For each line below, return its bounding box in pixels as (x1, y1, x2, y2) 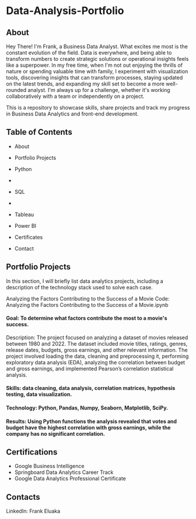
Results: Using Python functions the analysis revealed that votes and (6, 418, 177, 425)
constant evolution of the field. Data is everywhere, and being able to (6, 49, 172, 56)
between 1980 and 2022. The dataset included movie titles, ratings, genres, (6, 340, 188, 347)
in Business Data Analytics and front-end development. (6, 110, 139, 117)
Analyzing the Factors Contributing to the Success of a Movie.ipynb (6, 301, 169, 308)
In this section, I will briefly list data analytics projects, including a (6, 277, 163, 285)
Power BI (14, 222, 37, 229)
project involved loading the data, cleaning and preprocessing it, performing (6, 353, 189, 360)
